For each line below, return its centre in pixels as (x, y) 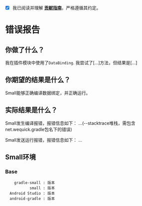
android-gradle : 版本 (32, 199)
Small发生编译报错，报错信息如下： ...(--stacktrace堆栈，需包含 (70, 123)
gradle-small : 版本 (35, 183)
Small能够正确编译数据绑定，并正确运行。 (48, 93)
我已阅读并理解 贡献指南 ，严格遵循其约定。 (56, 8)
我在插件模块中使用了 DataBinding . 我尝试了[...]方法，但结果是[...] (71, 63)
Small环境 (21, 157)
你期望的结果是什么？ (38, 80)
